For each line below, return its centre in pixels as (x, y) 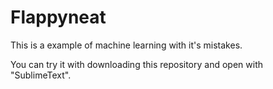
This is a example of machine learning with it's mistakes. (126, 45)
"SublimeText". (41, 75)
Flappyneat (58, 17)
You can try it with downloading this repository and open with (136, 64)
